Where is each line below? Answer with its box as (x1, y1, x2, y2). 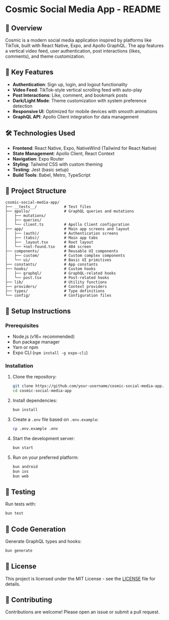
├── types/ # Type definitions (5, 289, 105, 294)
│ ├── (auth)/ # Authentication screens (5, 231, 119, 236)
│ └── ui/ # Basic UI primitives (5, 257, 112, 263)
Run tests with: (5, 501, 36, 507)
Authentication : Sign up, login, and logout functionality (12, 81, 128, 87)
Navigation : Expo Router (12, 156, 65, 162)
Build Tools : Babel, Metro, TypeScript (12, 172, 91, 178)
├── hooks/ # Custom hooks (5, 266, 96, 272)
